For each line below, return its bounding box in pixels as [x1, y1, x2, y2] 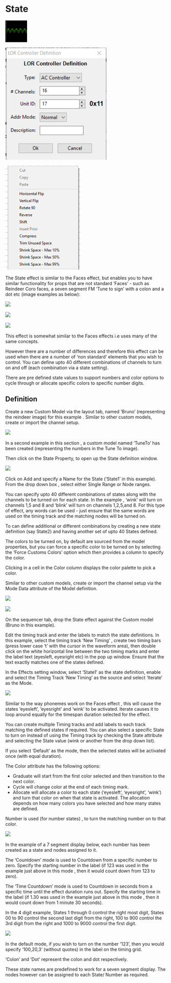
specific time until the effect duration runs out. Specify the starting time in [5, 888, 161, 895]
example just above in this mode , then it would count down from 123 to [5, 868, 156, 874]
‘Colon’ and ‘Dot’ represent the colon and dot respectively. [5, 956, 128, 962]
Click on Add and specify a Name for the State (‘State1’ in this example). [5, 475, 157, 482]
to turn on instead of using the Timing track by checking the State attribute [5, 732, 162, 738]
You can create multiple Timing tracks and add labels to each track [5, 721, 146, 727]
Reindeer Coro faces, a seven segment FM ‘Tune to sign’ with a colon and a [5, 286, 164, 292]
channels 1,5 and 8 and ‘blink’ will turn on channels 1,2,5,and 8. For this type [5, 502, 165, 508]
